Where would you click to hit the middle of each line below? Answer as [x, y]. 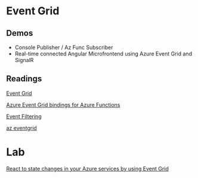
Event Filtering [24, 116]
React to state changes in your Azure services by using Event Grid [87, 168]
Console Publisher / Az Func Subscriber [64, 47]
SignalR [24, 60]
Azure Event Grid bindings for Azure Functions [63, 105]
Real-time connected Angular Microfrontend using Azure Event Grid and [103, 54]
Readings [24, 79]
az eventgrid [21, 128]
